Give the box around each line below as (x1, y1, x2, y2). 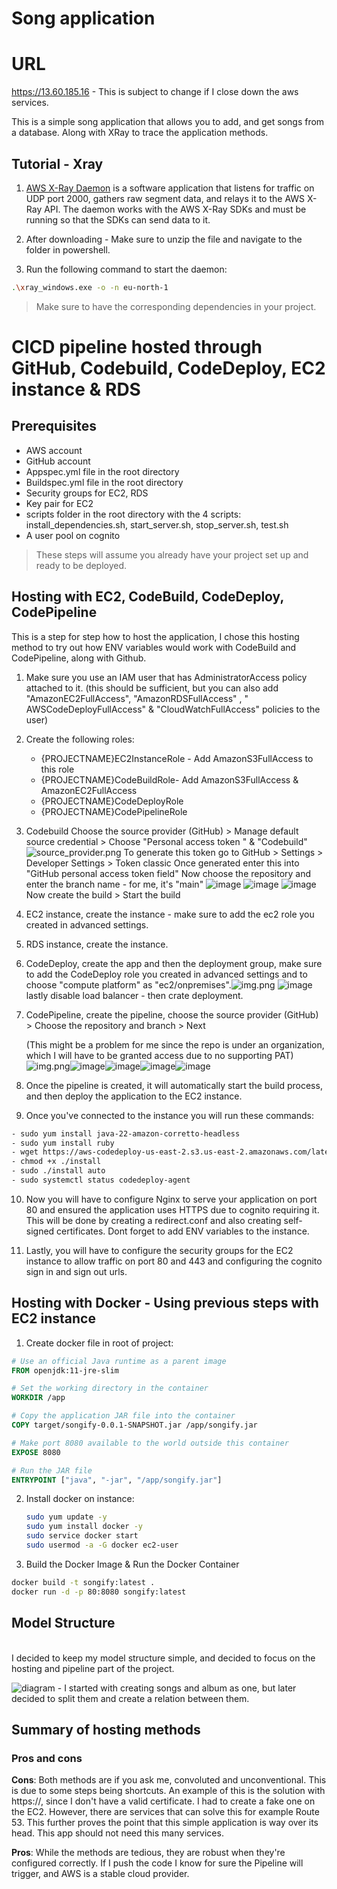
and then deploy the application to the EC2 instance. (25, 1090, 243, 1102)
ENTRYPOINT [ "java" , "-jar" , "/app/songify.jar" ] (11, 1475, 223, 1485)
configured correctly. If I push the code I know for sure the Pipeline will (11, 1857, 304, 1869)
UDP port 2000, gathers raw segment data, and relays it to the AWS (25, 192, 306, 204)
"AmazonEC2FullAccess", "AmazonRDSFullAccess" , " (25, 692, 249, 704)
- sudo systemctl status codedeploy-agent (11, 1175, 191, 1185)
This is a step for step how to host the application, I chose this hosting (11, 630, 300, 642)
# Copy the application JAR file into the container (11, 1411, 236, 1421)
